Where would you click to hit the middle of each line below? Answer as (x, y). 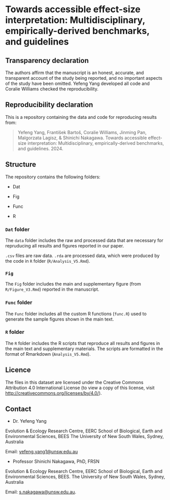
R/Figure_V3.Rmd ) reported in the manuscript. (52, 289)
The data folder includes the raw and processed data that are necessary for (84, 240)
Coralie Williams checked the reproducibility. (52, 89)
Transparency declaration (47, 60)
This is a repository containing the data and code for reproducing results (81, 117)
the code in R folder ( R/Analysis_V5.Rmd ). (48, 261)
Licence (18, 370)
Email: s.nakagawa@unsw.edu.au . (41, 492)
